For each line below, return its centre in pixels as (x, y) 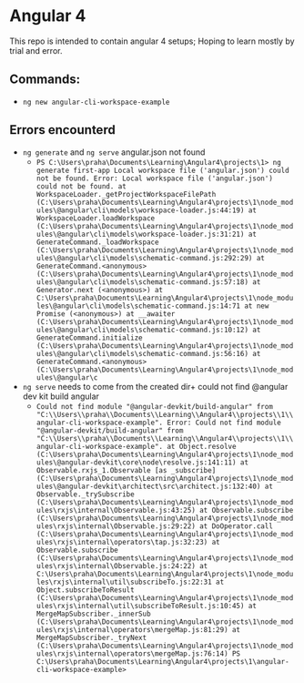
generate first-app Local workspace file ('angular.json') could (162, 170)
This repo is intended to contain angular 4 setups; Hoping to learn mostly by (152, 41)
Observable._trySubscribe (85, 494)
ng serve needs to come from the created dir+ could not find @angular (155, 386)
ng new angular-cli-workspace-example (96, 102)
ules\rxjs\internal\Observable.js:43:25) (116, 510)
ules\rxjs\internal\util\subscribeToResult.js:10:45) (140, 606)
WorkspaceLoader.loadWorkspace (96, 218)
